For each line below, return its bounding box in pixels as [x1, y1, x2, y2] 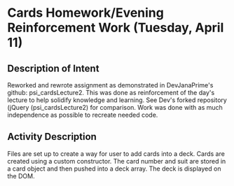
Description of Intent [7, 62, 99, 74]
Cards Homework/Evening [7, 5, 165, 21]
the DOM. [7, 171, 35, 180]
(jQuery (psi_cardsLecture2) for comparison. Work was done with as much [7, 103, 223, 111]
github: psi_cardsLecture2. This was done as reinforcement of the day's [7, 89, 215, 96]
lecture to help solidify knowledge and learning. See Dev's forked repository [7, 96, 228, 104]
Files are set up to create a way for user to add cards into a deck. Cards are [7, 149, 226, 158]
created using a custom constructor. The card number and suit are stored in [7, 157, 226, 165]
